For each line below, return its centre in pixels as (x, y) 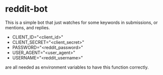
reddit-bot (27, 9)
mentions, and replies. (27, 27)
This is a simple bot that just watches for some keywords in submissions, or (81, 22)
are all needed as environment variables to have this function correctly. (77, 67)
